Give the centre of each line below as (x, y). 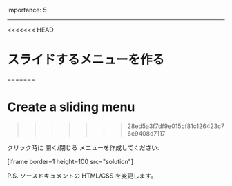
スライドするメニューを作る (86, 60)
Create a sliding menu (71, 107)
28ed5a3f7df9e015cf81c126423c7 (176, 126)
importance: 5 (27, 10)
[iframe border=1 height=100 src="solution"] (70, 161)
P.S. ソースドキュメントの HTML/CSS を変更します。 (82, 176)
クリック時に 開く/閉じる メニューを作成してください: (84, 147)
